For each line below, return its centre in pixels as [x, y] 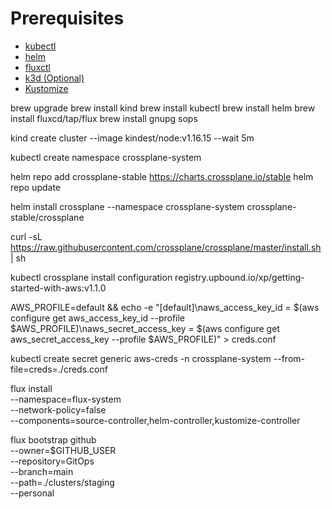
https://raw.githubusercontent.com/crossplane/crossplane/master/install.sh [166, 247]
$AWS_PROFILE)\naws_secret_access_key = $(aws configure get [145, 328]
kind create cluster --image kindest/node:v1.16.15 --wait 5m [132, 138]
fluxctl [37, 67]
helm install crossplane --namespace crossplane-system [127, 206]
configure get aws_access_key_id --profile [98, 318]
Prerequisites [67, 18]
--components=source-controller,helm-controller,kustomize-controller [155, 420]
